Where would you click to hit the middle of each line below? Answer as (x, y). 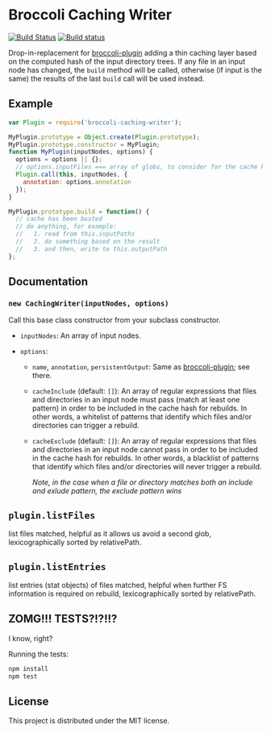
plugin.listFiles (52, 515)
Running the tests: (38, 654)
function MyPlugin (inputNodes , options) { (81, 152)
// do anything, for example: (66, 227)
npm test (23, 676)
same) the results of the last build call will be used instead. (106, 78)
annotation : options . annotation (77, 182)
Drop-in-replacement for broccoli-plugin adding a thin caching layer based (133, 52)
